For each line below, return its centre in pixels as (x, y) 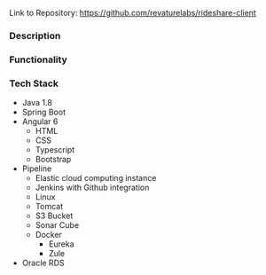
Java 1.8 (37, 103)
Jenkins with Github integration (92, 188)
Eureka (61, 244)
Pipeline (37, 169)
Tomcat (49, 207)
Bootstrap (53, 160)
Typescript (55, 150)
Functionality (39, 59)
